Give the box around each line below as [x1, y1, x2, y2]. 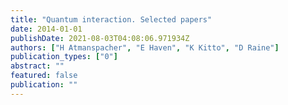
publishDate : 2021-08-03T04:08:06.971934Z [10, 33, 190, 43]
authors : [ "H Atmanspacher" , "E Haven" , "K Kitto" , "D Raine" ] [10, 42, 280, 53]
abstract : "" [10, 61, 65, 71]
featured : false [10, 71, 78, 81]
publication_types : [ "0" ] [10, 52, 118, 62]
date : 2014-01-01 [10, 24, 83, 34]
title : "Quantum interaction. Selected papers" [10, 14, 213, 25]
